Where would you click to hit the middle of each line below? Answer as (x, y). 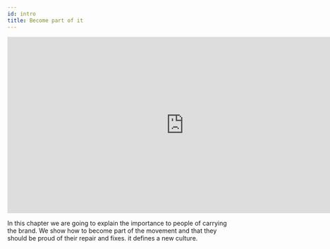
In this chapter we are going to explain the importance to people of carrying (117, 223)
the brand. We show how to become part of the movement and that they (112, 231)
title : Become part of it (45, 20)
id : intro (22, 14)
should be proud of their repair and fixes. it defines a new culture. (103, 238)
